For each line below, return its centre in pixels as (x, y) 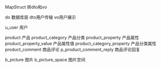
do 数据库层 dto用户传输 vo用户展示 (41, 17)
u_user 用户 (16, 27)
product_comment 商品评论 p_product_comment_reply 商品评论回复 (73, 50)
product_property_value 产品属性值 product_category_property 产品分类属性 (81, 44)
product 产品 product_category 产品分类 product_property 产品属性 (72, 38)
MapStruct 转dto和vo (26, 7)
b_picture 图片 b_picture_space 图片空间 (45, 60)
